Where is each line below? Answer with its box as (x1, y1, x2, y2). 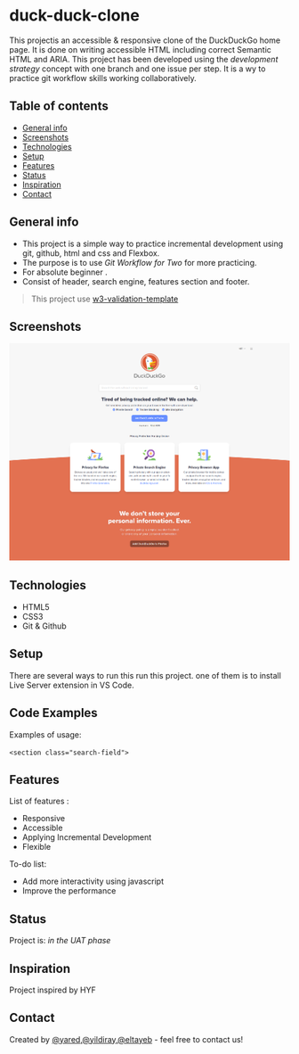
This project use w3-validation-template (30, 293, 179, 304)
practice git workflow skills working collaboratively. (9, 72, 198, 83)
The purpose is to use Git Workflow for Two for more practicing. (21, 257, 257, 268)
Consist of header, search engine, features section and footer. (21, 276, 250, 286)
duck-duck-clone (9, 5, 140, 26)
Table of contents (9, 99, 109, 114)
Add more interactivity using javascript (21, 876, 165, 887)
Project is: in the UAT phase (9, 935, 111, 946)
